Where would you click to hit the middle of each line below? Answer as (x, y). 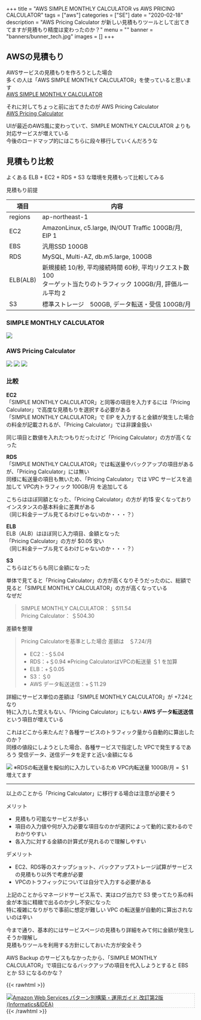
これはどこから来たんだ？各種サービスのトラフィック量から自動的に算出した (100, 732)
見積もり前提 (22, 190)
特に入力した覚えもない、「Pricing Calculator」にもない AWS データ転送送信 (100, 712)
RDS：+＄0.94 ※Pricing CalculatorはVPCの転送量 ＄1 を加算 (103, 661)
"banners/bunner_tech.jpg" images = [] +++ (60, 36)
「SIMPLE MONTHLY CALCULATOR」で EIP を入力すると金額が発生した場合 (100, 417)
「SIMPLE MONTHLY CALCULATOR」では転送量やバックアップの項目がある (100, 464)
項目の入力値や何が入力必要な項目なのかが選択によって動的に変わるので (104, 826)
